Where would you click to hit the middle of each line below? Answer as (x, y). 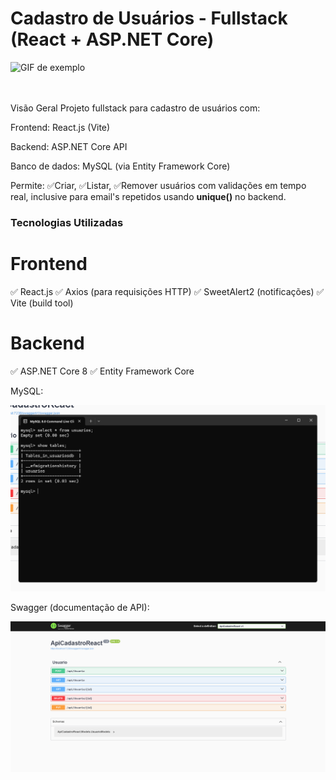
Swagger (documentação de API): (80, 608)
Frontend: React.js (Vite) (60, 127)
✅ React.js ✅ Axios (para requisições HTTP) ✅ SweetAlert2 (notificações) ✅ (167, 291)
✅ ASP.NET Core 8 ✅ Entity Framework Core (102, 371)
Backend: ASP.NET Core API (69, 146)
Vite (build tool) (42, 303)
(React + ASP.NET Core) (112, 39)
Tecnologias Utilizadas (67, 222)
